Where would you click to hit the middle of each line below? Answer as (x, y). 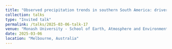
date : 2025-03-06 (24, 34)
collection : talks (25, 15)
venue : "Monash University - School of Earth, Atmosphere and (73, 29)
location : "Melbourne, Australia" (42, 39)
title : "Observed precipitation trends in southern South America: (79, 10)
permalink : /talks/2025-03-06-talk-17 (47, 24)
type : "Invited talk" (28, 19)
